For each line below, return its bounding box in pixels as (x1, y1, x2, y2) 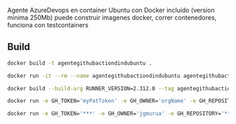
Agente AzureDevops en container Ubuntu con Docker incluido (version (7, 6, 215, 14)
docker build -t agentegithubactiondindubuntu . (7, 60, 152, 67)
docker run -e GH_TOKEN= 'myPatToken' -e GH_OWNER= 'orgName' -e (7, 97, 197, 104)
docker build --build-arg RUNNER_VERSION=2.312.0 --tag (7, 85, 174, 92)
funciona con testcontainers (7, 21, 89, 29)
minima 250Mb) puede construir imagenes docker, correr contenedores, (7, 13, 217, 22)
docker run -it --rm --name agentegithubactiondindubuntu (7, 72, 181, 79)
